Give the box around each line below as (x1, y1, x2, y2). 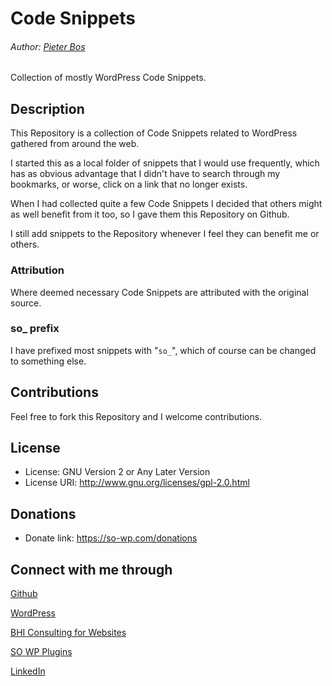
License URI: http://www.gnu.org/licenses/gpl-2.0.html (24, 477, 250, 489)
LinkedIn (10, 665, 46, 677)
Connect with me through (10, 561, 173, 578)
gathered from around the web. (10, 138, 140, 150)
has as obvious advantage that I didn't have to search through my (10, 168, 281, 180)
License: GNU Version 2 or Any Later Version (24, 466, 211, 478)
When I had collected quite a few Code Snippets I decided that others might (10, 198, 323, 210)
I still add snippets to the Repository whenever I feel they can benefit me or (10, 228, 320, 240)
